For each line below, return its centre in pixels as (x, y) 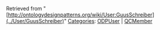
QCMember (139, 21)
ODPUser (108, 21)
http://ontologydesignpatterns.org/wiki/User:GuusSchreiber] (81, 15)
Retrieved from (24, 9)
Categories (81, 21)
